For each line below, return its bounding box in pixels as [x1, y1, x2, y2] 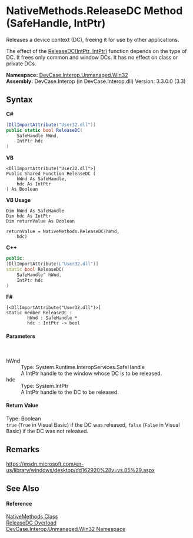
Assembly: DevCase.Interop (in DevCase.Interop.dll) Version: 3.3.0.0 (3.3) [6, 78, 186, 85]
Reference [6, 500, 32, 507]
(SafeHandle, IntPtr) [6, 16, 106, 30]
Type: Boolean [6, 415, 41, 422]
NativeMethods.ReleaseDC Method [6, 4, 183, 18]
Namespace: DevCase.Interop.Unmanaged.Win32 [6, 71, 128, 78]
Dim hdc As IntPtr [6, 213, 51, 219]
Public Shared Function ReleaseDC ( [6, 171, 96, 177]
